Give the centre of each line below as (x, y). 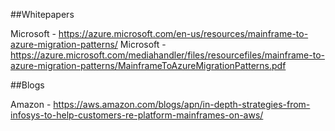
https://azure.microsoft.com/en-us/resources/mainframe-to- (183, 33)
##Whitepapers (42, 14)
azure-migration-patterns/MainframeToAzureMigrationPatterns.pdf (148, 65)
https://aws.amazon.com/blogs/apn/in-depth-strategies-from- (182, 104)
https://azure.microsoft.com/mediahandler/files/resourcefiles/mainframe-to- (167, 55)
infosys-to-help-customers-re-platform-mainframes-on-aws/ (137, 115)
